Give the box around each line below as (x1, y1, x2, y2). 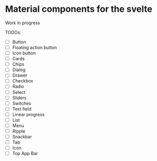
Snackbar (12, 134, 32, 139)
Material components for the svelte (5, 3, 153, 15)
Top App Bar (12, 151, 38, 157)
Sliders (12, 95, 27, 101)
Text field (12, 106, 32, 112)
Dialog (12, 67, 26, 73)
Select (12, 89, 26, 95)
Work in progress (5, 20, 40, 26)
